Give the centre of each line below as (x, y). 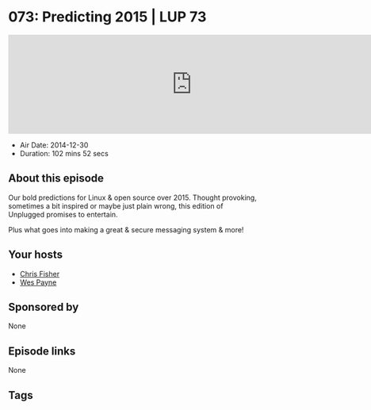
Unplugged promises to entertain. (63, 214)
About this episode (56, 178)
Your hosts (36, 255)
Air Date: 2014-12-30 (54, 145)
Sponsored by (44, 307)
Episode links (42, 351)
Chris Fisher (40, 274)
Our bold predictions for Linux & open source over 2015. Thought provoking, (133, 197)
